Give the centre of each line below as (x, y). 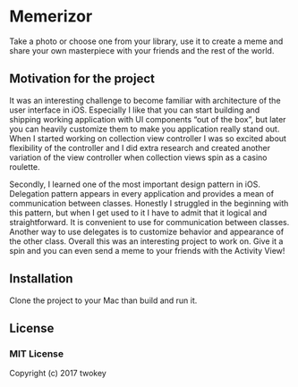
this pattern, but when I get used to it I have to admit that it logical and (138, 213)
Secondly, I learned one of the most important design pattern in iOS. (135, 184)
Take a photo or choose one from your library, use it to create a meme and (146, 41)
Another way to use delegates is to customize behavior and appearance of (147, 231)
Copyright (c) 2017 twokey (58, 374)
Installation (41, 279)
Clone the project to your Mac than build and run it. (103, 300)
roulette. (25, 166)
